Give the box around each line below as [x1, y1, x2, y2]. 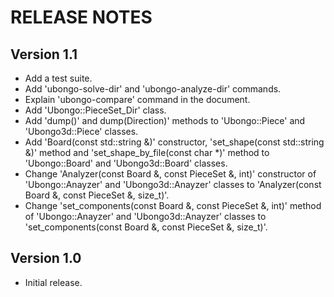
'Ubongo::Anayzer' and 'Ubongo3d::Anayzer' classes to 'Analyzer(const [24, 179, 322, 190]
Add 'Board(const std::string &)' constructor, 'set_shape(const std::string [24, 136, 325, 148]
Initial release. [24, 276, 83, 288]
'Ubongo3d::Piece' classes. [24, 126, 139, 137]
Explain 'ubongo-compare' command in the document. [24, 94, 251, 105]
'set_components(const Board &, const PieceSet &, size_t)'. [24, 221, 268, 233]
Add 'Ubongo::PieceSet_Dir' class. [24, 104, 167, 116]
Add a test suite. [24, 72, 93, 84]
